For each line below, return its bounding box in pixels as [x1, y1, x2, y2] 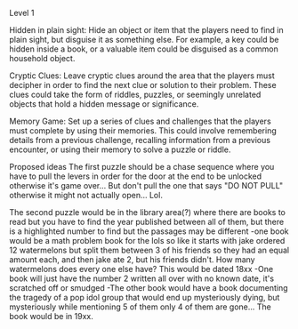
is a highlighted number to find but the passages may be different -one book [9, 226, 289, 237]
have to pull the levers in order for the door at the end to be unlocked [9, 171, 262, 181]
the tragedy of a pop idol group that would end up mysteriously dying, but [9, 293, 280, 302]
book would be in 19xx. [9, 311, 93, 321]
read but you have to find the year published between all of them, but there [9, 217, 285, 227]
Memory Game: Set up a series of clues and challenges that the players [9, 116, 271, 126]
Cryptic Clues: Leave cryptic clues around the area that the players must [9, 70, 276, 81]
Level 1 [9, 8, 35, 18]
